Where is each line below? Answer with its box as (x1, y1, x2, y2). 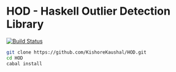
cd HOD (6, 55, 23, 61)
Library (6, 17, 44, 31)
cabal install (6, 60, 43, 67)
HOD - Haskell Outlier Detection (6, 4, 170, 18)
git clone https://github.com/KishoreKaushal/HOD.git (6, 49, 147, 56)
